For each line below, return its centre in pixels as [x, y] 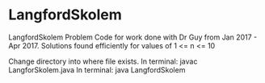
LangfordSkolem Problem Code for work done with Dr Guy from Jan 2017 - [133, 37]
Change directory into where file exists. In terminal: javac [103, 61]
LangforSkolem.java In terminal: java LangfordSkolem [97, 69]
